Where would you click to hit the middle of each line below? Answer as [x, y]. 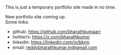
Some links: [17, 22]
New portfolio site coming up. [35, 17]
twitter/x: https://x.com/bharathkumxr [51, 37]
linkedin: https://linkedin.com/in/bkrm [51, 42]
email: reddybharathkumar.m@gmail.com [55, 47]
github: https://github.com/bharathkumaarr [56, 31]
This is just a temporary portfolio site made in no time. [61, 7]
